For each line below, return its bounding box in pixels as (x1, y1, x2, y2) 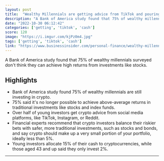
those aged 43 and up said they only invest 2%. (12, 146, 108, 152)
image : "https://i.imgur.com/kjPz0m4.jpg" (5, 35, 93, 40)
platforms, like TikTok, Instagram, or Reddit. (12, 115, 100, 121)
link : (5, 43, 16, 48)
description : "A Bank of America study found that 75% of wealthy (5, 16, 143, 21)
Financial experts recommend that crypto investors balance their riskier (12, 120, 156, 126)
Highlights (5, 76, 38, 84)
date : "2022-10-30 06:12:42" (5, 20, 64, 26)
